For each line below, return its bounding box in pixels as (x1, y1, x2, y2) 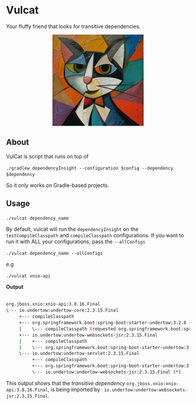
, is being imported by (47, 386, 100, 393)
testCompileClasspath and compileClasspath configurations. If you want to (6, 231, 184, 238)
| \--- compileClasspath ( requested (19, 326, 116, 332)
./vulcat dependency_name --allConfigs (6, 250, 103, 256)
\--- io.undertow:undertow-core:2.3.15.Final (6, 307, 118, 313)
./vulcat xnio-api (6, 273, 51, 279)
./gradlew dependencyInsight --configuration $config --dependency (6, 165, 174, 171)
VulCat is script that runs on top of (6, 153, 89, 160)
